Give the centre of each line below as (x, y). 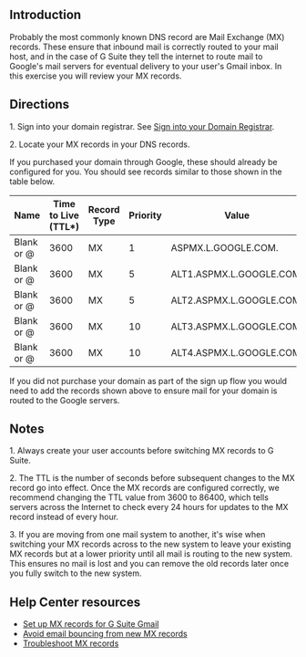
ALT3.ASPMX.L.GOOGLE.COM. (237, 326)
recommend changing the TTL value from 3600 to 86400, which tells (139, 497)
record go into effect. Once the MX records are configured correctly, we (144, 488)
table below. (32, 181)
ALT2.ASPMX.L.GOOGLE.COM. (237, 300)
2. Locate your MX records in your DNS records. (100, 144)
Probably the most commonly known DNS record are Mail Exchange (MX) (147, 36)
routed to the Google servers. (65, 400)
